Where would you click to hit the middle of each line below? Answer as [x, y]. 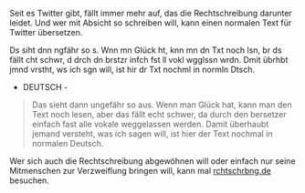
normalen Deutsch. [68, 143]
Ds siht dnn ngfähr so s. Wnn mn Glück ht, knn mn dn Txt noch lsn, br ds [146, 50]
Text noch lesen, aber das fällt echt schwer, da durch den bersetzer [159, 114]
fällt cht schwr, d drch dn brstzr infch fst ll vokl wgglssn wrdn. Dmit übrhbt [149, 60]
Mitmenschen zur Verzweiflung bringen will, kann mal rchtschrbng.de [140, 171]
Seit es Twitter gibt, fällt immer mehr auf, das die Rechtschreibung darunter [151, 13]
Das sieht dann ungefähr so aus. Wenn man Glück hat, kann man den [162, 105]
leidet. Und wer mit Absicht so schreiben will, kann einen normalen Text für [151, 23]
